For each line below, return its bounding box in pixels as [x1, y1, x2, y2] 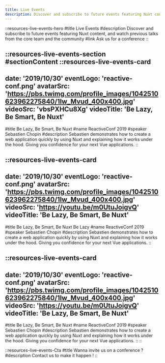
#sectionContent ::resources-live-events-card [5, 58, 151, 66]
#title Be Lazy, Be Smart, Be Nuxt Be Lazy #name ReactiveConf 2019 [5, 224, 144, 230]
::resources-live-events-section [5, 50, 106, 58]
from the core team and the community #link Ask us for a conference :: [5, 35, 149, 42]
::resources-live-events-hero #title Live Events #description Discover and [5, 25, 154, 31]
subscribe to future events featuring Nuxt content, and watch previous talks [5, 30, 159, 36]
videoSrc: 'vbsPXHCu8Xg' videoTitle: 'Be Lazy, [5, 105, 153, 114]
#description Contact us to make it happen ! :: [5, 353, 98, 359]
